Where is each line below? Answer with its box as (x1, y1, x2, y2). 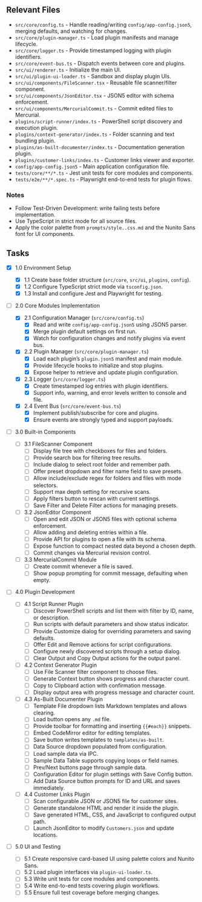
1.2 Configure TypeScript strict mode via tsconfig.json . (24, 283, 163, 291)
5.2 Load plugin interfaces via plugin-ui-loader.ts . (24, 869, 153, 876)
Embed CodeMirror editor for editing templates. (33, 729, 151, 736)
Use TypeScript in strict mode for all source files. (15, 218, 137, 225)
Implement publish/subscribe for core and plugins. (33, 409, 159, 416)
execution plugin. (15, 124, 59, 131)
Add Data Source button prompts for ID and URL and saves (33, 777, 180, 784)
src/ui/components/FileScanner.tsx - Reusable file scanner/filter (15, 79, 177, 86)
